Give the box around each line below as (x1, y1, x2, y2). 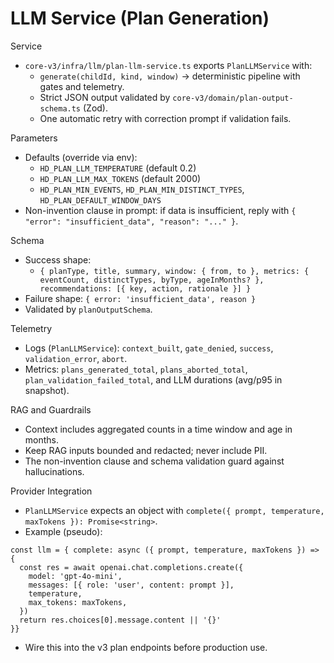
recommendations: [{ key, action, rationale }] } (39, 283, 252, 294)
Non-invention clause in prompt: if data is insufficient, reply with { (24, 204, 297, 216)
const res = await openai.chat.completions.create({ (19, 562, 244, 572)
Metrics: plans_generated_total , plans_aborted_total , (24, 363, 248, 375)
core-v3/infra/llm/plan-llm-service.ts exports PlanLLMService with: (24, 59, 313, 71)
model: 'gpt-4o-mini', (28, 571, 123, 581)
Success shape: (24, 253, 92, 266)
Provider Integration (10, 485, 93, 497)
